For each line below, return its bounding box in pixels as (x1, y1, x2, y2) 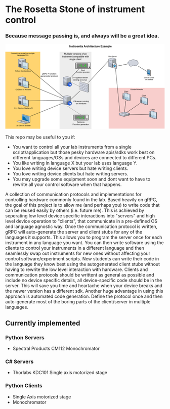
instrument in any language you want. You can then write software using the (5, 240, 164, 246)
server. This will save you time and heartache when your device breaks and (5, 283, 163, 289)
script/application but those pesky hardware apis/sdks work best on (12, 149, 155, 155)
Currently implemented (5, 319, 80, 327)
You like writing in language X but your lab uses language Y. (12, 160, 138, 166)
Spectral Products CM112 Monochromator (12, 345, 100, 351)
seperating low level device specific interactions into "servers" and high (5, 213, 155, 219)
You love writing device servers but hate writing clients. (12, 165, 129, 171)
